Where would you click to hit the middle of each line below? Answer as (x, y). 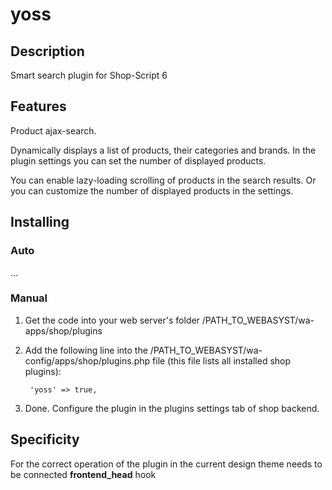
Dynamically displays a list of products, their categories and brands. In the (163, 150)
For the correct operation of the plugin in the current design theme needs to (166, 464)
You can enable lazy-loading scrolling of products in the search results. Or (163, 180)
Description (47, 51)
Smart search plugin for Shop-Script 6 (89, 75)
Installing (40, 222)
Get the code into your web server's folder (112, 320)
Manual (29, 298)
